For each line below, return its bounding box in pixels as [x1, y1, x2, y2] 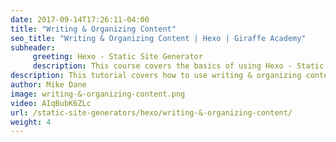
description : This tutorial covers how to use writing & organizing [10, 71, 302, 81]
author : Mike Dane [10, 80, 87, 90]
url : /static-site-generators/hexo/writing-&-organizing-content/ [10, 107, 293, 118]
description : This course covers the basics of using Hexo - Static [32, 61, 325, 71]
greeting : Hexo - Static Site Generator [32, 52, 203, 62]
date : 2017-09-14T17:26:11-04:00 [10, 14, 150, 25]
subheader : [10, 42, 56, 53]
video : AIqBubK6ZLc [10, 98, 92, 108]
